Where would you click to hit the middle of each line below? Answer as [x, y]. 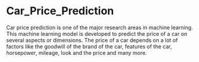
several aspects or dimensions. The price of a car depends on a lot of [92, 40]
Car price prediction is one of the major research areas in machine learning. [99, 27]
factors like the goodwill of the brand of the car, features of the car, [89, 46]
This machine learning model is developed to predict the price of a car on [97, 33]
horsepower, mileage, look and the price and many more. [77, 52]
